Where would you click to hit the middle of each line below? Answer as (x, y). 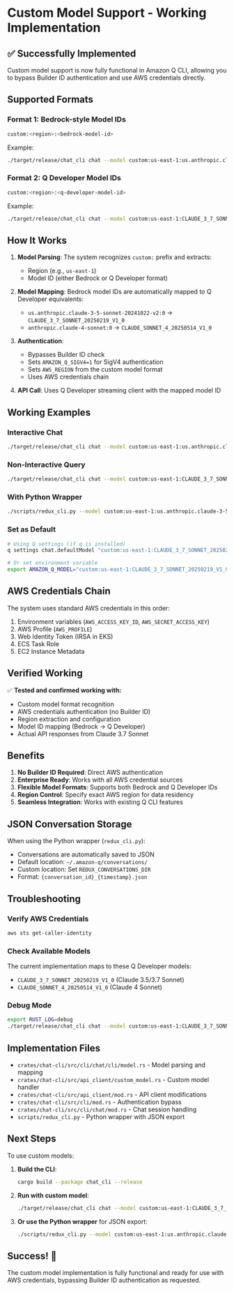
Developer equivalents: (50, 299)
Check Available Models (49, 951)
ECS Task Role (38, 643)
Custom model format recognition (66, 704)
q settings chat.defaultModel (51, 550)
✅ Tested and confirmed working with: (64, 690)
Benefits (26, 756)
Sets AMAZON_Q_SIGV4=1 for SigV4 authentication (95, 362)
